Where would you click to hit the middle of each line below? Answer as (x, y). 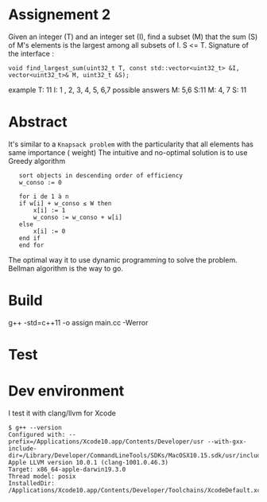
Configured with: (37, 434)
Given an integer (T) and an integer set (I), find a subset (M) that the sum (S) (133, 37)
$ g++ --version (35, 427)
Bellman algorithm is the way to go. (66, 268)
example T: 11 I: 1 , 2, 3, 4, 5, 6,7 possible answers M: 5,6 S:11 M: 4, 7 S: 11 (128, 90)
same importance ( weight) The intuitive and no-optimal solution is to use (128, 152)
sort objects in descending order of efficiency (101, 175)
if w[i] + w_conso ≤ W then (65, 203)
